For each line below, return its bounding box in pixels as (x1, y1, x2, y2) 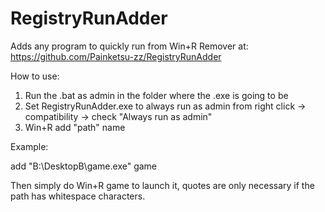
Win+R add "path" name (24, 121, 126, 133)
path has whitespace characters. (10, 190, 146, 202)
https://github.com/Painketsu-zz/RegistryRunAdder (10, 50, 222, 62)
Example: (10, 140, 49, 152)
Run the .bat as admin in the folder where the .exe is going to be (24, 89, 289, 101)
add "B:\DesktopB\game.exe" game (10, 160, 158, 172)
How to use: (10, 70, 60, 82)
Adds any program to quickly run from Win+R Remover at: (10, 40, 249, 52)
